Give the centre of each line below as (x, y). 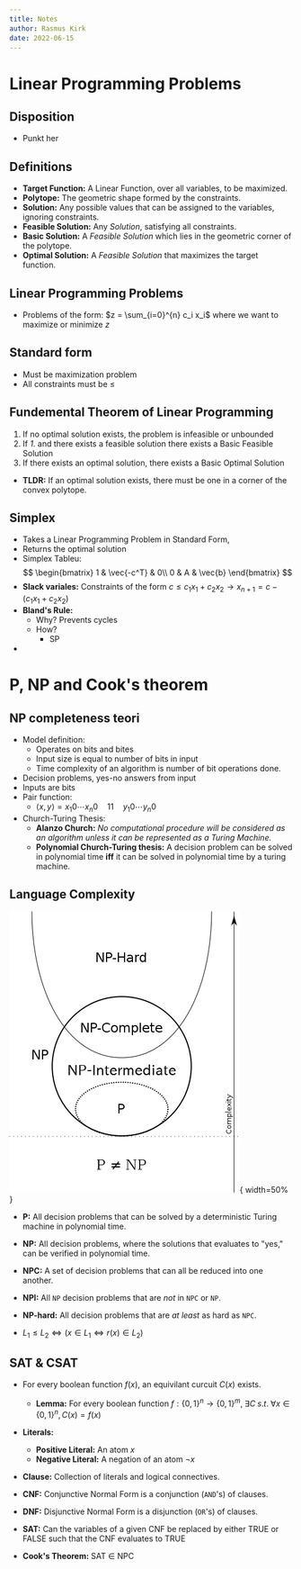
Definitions (41, 167)
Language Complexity (72, 894)
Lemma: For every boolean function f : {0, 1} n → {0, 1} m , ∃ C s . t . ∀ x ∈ (163, 1402)
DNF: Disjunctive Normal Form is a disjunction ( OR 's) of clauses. (140, 1511)
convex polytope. (54, 490)
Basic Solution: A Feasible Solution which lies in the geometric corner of (157, 236)
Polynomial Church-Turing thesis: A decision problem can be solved (164, 847)
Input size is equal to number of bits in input (117, 759)
